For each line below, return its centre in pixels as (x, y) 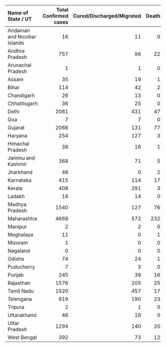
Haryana (18, 136)
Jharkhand (20, 172)
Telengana (20, 299)
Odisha (16, 259)
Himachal (19, 144)
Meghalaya (21, 235)
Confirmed (55, 16)
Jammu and (21, 158)
